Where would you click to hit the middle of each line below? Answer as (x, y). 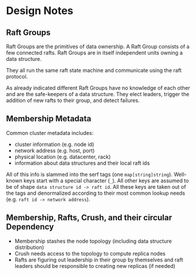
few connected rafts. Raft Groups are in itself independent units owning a (94, 53)
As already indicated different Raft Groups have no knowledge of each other (98, 88)
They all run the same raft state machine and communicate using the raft (94, 70)
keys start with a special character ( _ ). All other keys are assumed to (106, 181)
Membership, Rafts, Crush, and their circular (89, 218)
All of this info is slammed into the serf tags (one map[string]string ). (89, 174)
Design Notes (40, 11)
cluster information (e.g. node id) (54, 144)
